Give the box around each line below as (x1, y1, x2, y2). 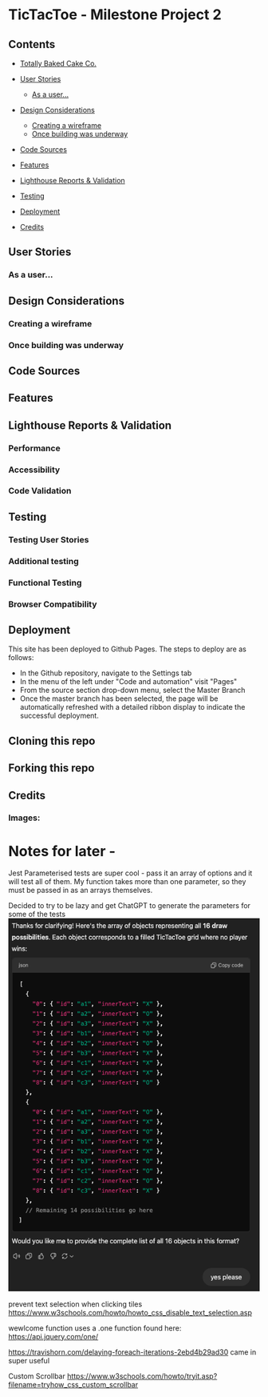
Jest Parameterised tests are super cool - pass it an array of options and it (8, 868, 253, 878)
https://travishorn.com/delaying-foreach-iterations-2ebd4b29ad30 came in (8, 1347, 257, 1357)
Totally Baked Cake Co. (19, 58, 97, 68)
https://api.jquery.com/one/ (8, 1331, 99, 1341)
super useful (8, 1355, 50, 1365)
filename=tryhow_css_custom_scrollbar (8, 1379, 138, 1389)
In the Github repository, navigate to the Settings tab (19, 668, 192, 678)
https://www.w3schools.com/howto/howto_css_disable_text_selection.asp (8, 1307, 253, 1317)
